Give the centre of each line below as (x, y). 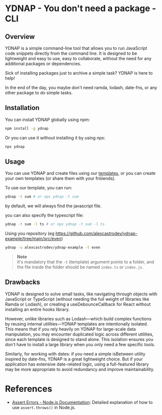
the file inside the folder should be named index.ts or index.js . (80, 267)
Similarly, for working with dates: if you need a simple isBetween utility (75, 354)
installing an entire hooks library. (37, 309)
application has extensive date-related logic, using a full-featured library (77, 364)
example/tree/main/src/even (33, 239)
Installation (22, 108)
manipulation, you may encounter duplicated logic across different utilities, (79, 334)
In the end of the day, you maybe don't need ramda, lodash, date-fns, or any (81, 87)
